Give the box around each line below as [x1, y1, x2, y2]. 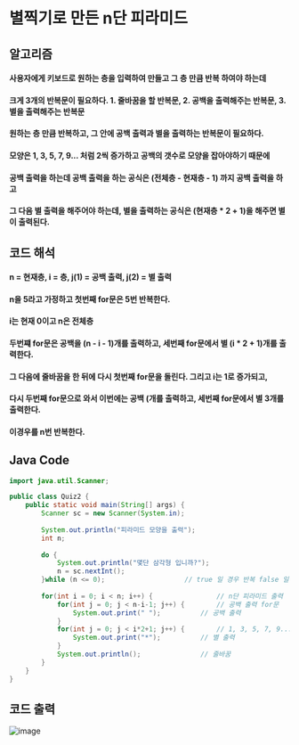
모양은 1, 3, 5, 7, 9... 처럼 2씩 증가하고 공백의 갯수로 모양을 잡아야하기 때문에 [9, 150, 271, 160]
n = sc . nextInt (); [56, 567, 125, 576]
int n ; [41, 534, 66, 543]
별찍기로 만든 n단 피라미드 [9, 8, 189, 29]
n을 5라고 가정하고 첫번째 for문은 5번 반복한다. [9, 293, 171, 304]
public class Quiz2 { [9, 492, 90, 502]
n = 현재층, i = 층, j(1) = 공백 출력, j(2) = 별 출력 [9, 272, 172, 282]
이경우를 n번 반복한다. [9, 426, 85, 437]
